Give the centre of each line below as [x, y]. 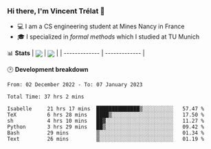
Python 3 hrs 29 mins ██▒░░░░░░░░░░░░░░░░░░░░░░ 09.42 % [106, 127]
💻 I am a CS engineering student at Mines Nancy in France [101, 26]
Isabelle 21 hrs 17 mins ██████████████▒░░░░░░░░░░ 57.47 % [106, 109]
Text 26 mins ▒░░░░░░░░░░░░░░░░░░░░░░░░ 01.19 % [106, 139]
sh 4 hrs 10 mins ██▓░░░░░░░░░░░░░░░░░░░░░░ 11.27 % [106, 121]
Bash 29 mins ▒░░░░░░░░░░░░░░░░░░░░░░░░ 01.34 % [106, 133]
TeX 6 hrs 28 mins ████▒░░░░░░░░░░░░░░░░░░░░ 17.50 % [106, 115]
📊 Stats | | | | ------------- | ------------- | [76, 53]
